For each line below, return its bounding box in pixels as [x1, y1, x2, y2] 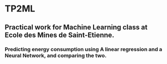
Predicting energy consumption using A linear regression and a [5, 45, 162, 52]
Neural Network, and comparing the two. [5, 52, 107, 59]
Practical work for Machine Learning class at [5, 23, 148, 31]
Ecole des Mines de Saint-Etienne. [5, 30, 115, 39]
